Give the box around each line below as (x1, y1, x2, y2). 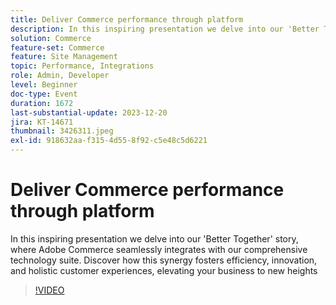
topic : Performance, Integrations (10, 61, 155, 71)
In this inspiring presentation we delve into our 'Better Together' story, (10, 232, 299, 245)
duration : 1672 (10, 98, 74, 108)
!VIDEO (34, 284, 65, 296)
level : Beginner (10, 80, 78, 90)
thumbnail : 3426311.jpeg (10, 126, 114, 136)
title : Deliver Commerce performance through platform (10, 14, 244, 25)
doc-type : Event (10, 89, 78, 99)
